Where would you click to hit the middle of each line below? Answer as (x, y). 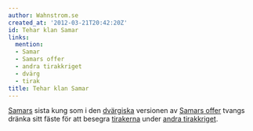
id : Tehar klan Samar (43, 30)
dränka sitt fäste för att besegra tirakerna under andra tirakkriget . (113, 119)
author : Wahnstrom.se (43, 15)
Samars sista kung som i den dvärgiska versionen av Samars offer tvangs (127, 111)
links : (19, 37)
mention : (29, 45)
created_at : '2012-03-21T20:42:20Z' (68, 23)
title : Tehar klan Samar (49, 88)
